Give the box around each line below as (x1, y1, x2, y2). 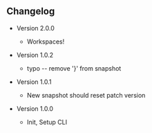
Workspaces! (26, 37, 65, 46)
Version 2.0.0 (16, 24, 55, 32)
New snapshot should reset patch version (26, 91, 146, 99)
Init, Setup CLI (26, 118, 67, 126)
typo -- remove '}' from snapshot (26, 64, 122, 72)
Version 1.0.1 (16, 78, 52, 86)
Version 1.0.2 (16, 51, 53, 59)
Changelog (6, 6, 55, 17)
